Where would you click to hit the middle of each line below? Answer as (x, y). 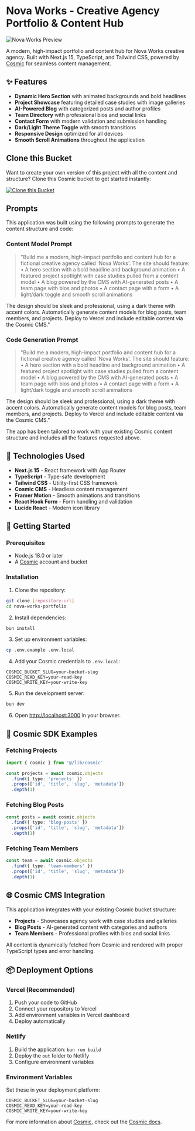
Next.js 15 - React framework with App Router (70, 470)
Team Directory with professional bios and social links (80, 115)
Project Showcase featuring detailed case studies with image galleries (100, 102)
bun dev (16, 704)
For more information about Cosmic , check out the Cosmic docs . (84, 1122)
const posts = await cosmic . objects (51, 817)
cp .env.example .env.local (40, 650)
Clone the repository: (40, 590)
